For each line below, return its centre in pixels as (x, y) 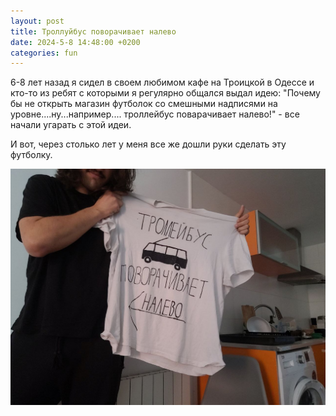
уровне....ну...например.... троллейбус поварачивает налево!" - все (155, 114)
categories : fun (44, 53)
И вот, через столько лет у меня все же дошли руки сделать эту (148, 144)
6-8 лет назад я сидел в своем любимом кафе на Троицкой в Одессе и (162, 82)
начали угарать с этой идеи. (71, 125)
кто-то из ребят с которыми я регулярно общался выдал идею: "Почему (165, 93)
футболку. (31, 155)
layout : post (37, 21)
